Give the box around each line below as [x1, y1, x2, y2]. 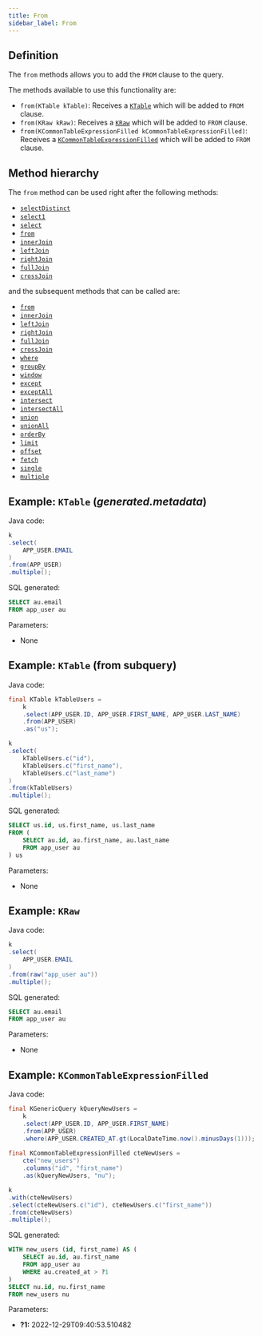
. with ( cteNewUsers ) [8, 1193, 73, 1202]
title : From [8, 11, 48, 20]
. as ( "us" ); [22, 725, 59, 733]
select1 [19, 213, 46, 221]
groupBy [19, 363, 46, 371]
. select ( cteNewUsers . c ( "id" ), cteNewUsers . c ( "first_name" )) [8, 1201, 213, 1209]
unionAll [19, 422, 50, 430]
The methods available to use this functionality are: [8, 85, 177, 95]
